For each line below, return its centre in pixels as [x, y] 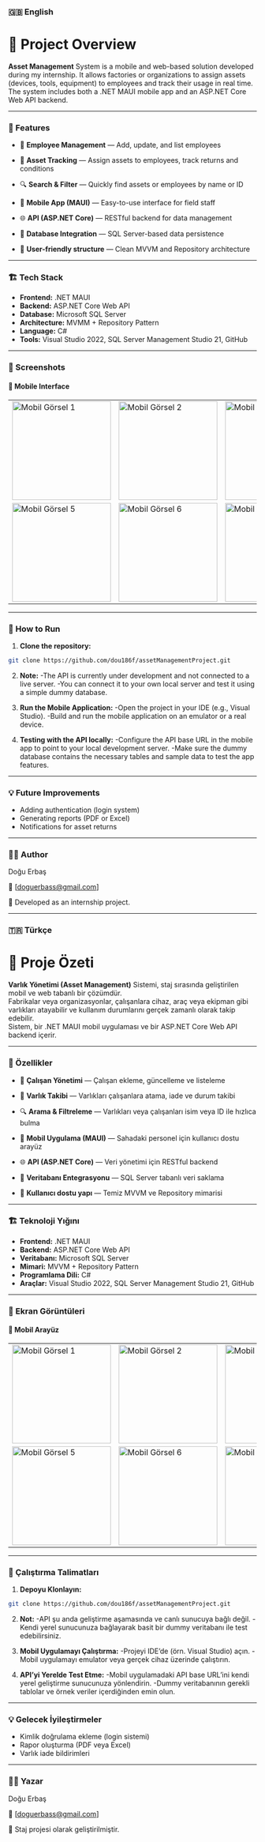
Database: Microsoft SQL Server [73, 314]
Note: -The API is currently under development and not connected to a [134, 675]
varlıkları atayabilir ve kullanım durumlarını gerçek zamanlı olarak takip [122, 1010]
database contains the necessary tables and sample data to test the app [137, 756]
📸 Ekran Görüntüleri [47, 1311]
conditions [37, 169]
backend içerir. [32, 1035]
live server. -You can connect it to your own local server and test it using [137, 684]
